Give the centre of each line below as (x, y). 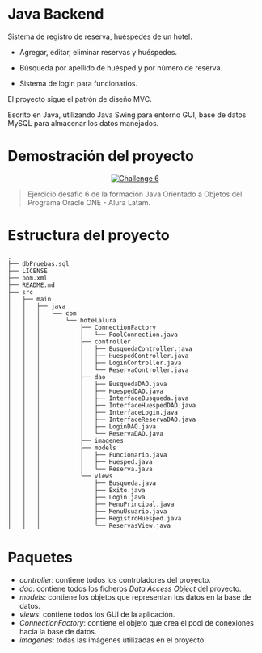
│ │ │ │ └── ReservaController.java (98, 370)
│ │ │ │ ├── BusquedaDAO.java (87, 384)
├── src (21, 292)
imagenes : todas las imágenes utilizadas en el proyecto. (113, 640)
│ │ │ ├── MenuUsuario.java (87, 511)
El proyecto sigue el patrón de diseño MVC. (80, 99)
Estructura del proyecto (89, 236)
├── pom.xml (27, 278)
